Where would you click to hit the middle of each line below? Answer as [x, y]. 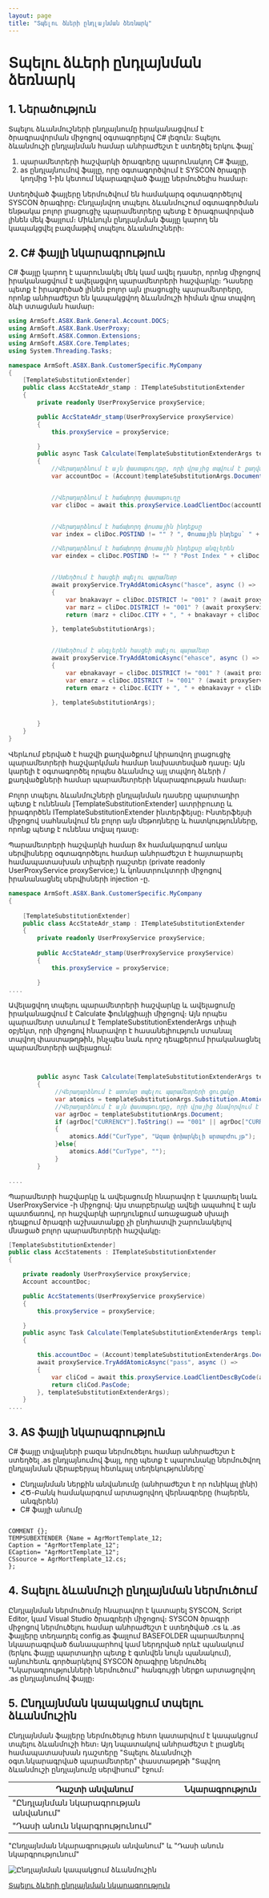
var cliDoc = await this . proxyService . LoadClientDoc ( [143, 505]
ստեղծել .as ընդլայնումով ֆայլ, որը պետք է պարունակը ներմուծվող [134, 1460]
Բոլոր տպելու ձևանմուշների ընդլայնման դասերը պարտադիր [124, 795]
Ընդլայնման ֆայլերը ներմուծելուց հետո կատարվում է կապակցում [133, 1735]
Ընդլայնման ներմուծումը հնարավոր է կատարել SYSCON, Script [125, 1610]
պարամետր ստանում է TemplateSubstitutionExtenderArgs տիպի [122, 1022]
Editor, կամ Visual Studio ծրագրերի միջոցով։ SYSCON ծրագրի [119, 1618]
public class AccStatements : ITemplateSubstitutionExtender [112, 1252]
